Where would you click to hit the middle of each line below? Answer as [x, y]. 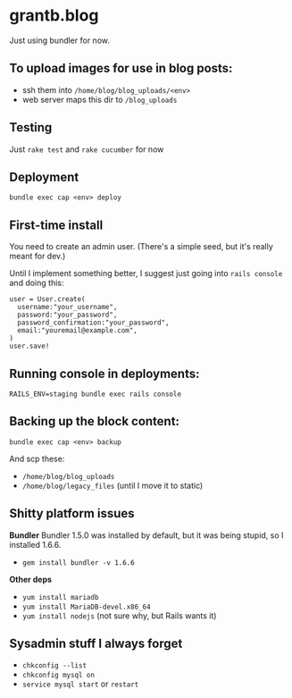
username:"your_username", [67, 307]
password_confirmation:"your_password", [93, 323]
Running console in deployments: [104, 373]
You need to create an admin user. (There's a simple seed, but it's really [142, 247]
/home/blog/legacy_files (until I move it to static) [113, 485]
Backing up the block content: [95, 421]
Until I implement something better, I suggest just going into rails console [146, 273]
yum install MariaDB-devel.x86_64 [86, 607]
